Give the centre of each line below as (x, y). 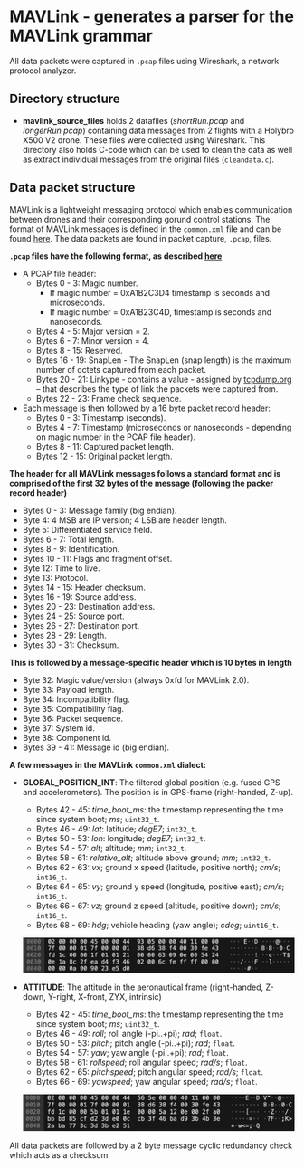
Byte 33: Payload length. (68, 689)
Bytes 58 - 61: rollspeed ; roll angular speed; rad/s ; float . (142, 1063)
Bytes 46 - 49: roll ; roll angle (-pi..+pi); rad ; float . (129, 1034)
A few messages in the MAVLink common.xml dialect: (108, 764)
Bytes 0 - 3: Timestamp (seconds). (101, 417)
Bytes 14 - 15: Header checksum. (84, 587)
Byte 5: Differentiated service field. (87, 529)
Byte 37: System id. (58, 728)
